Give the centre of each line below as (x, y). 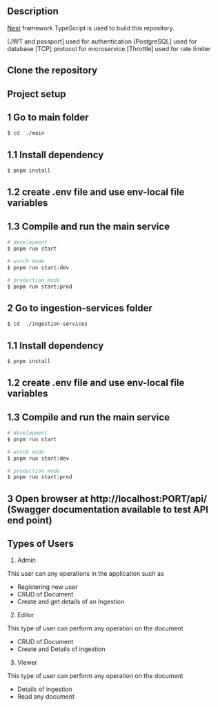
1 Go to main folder (48, 117)
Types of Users (40, 544)
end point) (30, 520)
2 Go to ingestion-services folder (80, 308)
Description (33, 11)
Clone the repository (52, 71)
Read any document (46, 697)
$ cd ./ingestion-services (48, 324)
